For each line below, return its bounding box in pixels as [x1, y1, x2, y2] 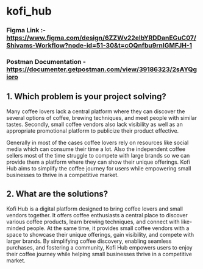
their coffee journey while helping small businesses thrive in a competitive [6, 250, 192, 257]
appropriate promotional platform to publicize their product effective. [6, 127, 179, 134]
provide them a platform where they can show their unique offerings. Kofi [6, 158, 190, 166]
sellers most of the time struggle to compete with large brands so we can [6, 152, 190, 159]
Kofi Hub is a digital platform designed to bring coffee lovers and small [6, 205, 183, 212]
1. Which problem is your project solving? [6, 91, 166, 102]
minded [6, 224, 26, 232]
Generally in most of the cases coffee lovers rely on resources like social [6, 139, 189, 146]
